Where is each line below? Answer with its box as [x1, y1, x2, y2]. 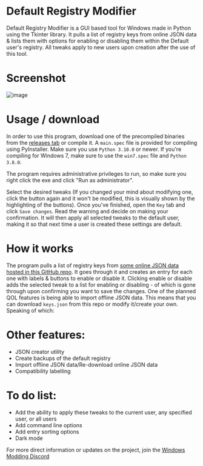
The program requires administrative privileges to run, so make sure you [6, 170, 187, 177]
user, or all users [15, 415, 57, 422]
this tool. [6, 50, 28, 57]
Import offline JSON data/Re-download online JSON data [15, 361, 158, 368]
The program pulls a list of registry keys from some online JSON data [6, 262, 179, 269]
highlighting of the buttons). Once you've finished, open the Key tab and [6, 201, 185, 208]
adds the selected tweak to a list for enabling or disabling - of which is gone [6, 281, 196, 288]
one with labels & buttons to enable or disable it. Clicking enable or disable [6, 275, 193, 282]
